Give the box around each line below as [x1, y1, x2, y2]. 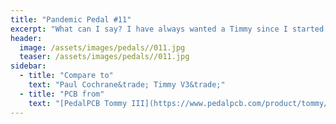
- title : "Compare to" [19, 71, 114, 81]
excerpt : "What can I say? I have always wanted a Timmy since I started [10, 24, 325, 34]
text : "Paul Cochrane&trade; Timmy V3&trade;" [28, 80, 226, 90]
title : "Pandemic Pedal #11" [10, 14, 132, 25]
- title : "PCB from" [19, 89, 105, 99]
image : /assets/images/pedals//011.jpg [19, 42, 186, 53]
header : [10, 33, 43, 43]
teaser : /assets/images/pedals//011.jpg [19, 52, 190, 62]
